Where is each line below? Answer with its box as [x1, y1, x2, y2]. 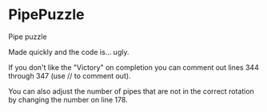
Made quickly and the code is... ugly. [8, 47, 130, 56]
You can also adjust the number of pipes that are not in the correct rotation [8, 86, 254, 96]
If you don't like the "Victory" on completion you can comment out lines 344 [8, 62, 260, 72]
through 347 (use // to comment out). [8, 71, 131, 80]
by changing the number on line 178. [8, 95, 128, 104]
